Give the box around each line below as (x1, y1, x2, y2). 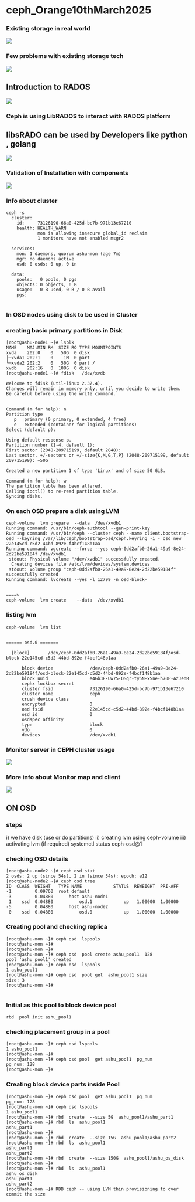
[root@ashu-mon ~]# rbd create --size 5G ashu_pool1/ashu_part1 (6, 1114, 174, 1120)
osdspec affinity (21, 717, 64, 722)
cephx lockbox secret (21, 681, 75, 687)
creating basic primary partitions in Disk (6, 326, 123, 334)
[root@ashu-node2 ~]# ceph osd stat (6, 868, 95, 874)
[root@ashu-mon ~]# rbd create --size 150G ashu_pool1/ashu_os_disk (6, 1155, 184, 1161)
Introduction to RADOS (6, 82, 90, 92)
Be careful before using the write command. (6, 391, 116, 397)
